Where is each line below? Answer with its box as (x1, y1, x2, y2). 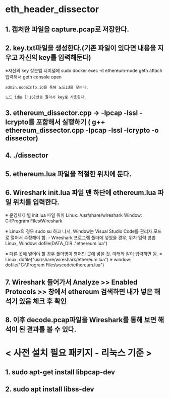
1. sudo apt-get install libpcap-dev (5, 368, 115, 376)
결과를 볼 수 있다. (26, 325, 77, 334)
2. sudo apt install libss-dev (5, 385, 94, 393)
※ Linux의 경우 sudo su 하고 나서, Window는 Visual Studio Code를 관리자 (5, 228, 152, 234)
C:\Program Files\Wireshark (5, 218, 63, 224)
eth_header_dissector (5, 4, 99, 15)
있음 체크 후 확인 (19, 297, 67, 305)
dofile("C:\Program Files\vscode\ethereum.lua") (5, 262, 104, 268)
